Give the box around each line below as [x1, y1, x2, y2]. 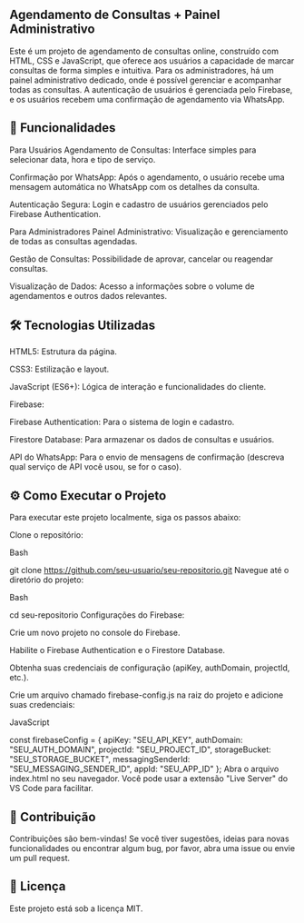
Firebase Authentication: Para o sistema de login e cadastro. [9, 417, 235, 428]
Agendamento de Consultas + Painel [9, 7, 221, 23]
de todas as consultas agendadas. [9, 235, 138, 246]
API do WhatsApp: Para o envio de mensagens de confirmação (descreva [9, 452, 285, 462]
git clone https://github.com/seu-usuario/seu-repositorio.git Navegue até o [9, 565, 289, 576]
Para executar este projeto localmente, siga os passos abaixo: [9, 512, 241, 523]
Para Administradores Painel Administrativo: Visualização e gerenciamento [9, 226, 289, 237]
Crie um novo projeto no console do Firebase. [9, 627, 181, 639]
